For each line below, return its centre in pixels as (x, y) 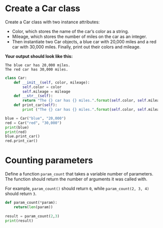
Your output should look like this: (39, 56)
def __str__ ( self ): (33, 96)
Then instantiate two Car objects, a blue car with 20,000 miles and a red (84, 41)
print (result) (19, 221)
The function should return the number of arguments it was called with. (76, 179)
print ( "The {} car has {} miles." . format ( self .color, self (84, 110)
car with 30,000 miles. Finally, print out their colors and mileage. (76, 47)
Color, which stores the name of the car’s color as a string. (71, 31)
